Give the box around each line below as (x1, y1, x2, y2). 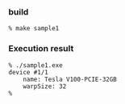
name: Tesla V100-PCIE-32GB (23, 75, 117, 83)
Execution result (8, 43, 74, 54)
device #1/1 (8, 68, 48, 76)
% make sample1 (8, 25, 60, 33)
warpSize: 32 (23, 82, 67, 90)
